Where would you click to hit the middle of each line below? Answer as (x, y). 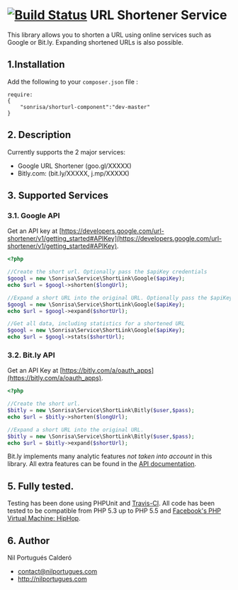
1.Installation (36, 65)
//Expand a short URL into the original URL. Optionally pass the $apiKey (120, 297)
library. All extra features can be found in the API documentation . (102, 464)
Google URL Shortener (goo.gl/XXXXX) (75, 166)
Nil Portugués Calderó (40, 558)
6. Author (29, 541)
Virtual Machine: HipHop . (44, 518)
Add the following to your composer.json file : (73, 81)
